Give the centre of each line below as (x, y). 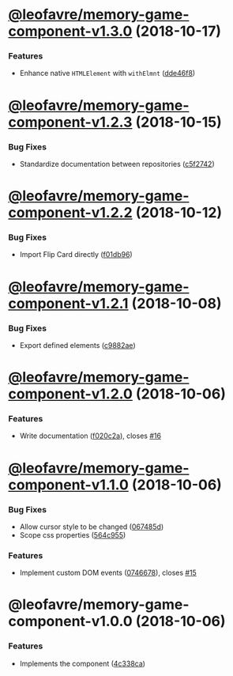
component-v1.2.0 (70, 394)
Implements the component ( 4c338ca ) (83, 663)
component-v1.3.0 (70, 31)
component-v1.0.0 (70, 621)
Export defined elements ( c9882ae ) (77, 345)
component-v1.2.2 (70, 213)
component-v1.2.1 (68, 303)
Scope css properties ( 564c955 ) (73, 534)
